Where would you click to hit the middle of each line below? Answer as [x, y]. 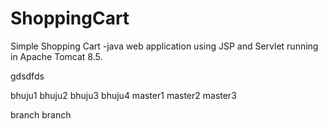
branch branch [41, 114]
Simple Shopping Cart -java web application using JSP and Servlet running [164, 46]
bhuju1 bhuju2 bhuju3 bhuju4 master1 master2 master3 [123, 95]
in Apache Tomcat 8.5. [56, 56]
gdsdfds [27, 76]
